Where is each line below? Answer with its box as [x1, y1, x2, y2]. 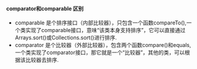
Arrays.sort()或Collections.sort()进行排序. [14, 34, 117, 41]
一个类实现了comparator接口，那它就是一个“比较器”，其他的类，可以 [14, 49, 185, 56]
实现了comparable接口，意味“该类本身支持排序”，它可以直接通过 [25, 27, 186, 34]
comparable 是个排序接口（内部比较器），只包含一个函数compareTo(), [14, 19, 187, 26]
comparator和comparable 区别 [6, 5, 84, 12]
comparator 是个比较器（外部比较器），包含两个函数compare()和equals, [14, 42, 192, 49]
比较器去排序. [25, 57, 59, 64]
